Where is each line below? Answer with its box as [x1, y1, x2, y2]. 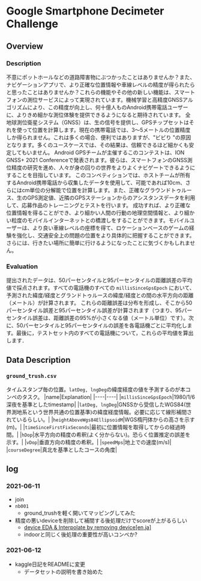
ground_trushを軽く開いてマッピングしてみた [23, 509, 136, 517]
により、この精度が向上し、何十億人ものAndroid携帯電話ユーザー [26, 104, 188, 111]
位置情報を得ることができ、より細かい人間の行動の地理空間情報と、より [6, 209, 184, 216]
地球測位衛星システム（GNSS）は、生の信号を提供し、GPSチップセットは [6, 119, 189, 126]
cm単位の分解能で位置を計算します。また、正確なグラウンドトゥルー [22, 186, 192, 193]
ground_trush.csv [6, 372, 57, 380]
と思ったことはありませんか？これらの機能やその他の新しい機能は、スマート [6, 89, 196, 96]
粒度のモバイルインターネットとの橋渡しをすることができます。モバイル [11, 216, 190, 224]
